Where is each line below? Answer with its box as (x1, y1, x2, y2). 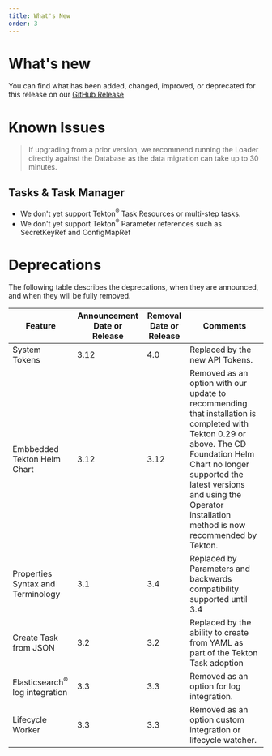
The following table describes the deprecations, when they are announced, (8, 282, 259, 292)
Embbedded (12, 444, 59, 455)
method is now (189, 520, 246, 531)
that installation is (189, 408, 257, 419)
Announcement (77, 310, 139, 321)
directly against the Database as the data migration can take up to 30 (28, 153, 259, 163)
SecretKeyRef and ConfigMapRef (19, 227, 131, 237)
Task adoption (189, 658, 244, 669)
